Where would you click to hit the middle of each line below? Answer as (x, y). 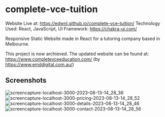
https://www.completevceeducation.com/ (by (53, 59)
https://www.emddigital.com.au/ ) (40, 64)
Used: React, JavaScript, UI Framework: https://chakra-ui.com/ (71, 28)
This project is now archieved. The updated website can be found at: (77, 54)
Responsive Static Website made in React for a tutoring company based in (83, 38)
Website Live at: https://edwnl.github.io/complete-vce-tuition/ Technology (83, 23)
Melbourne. (17, 44)
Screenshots (26, 80)
